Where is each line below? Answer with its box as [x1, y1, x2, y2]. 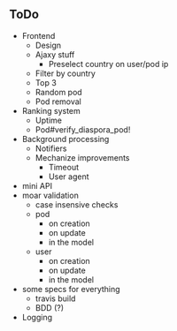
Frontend [21, 30, 56, 41]
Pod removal [35, 96, 82, 107]
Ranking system [21, 105, 81, 116]
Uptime [35, 115, 62, 125]
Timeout [48, 162, 80, 172]
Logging [21, 312, 53, 322]
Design [35, 40, 62, 50]
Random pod [35, 87, 82, 97]
